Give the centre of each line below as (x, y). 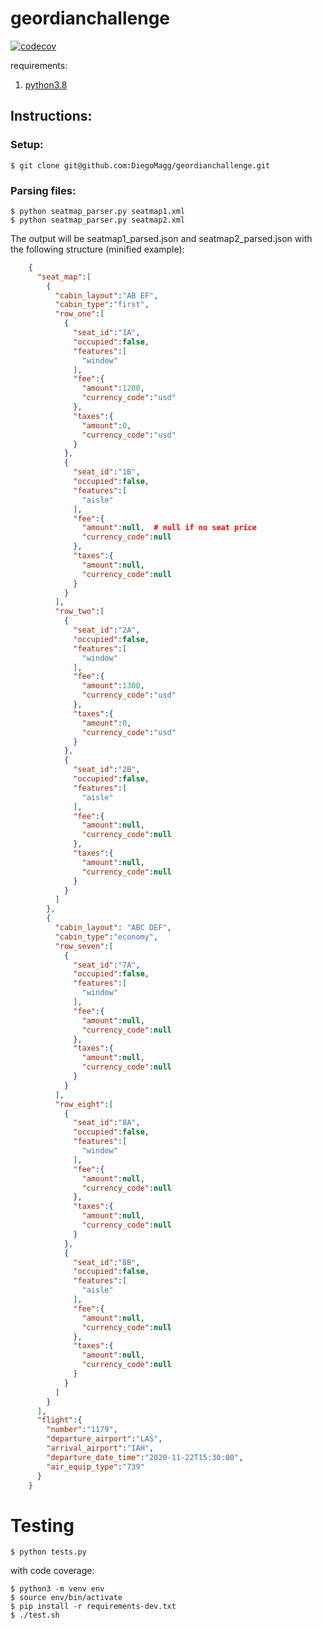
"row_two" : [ (79, 612)
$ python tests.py (48, 1552)
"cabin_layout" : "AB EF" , (106, 295)
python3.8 (46, 84)
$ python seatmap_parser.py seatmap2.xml (98, 220)
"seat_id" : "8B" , (107, 1262)
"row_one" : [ (79, 314)
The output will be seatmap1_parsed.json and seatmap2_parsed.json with (161, 238)
